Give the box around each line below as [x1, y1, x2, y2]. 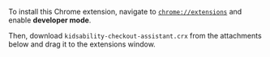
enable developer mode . [8, 15, 92, 25]
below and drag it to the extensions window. [8, 39, 156, 49]
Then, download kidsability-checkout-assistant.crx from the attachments [8, 31, 262, 40]
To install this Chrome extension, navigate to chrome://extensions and [8, 7, 242, 16]
